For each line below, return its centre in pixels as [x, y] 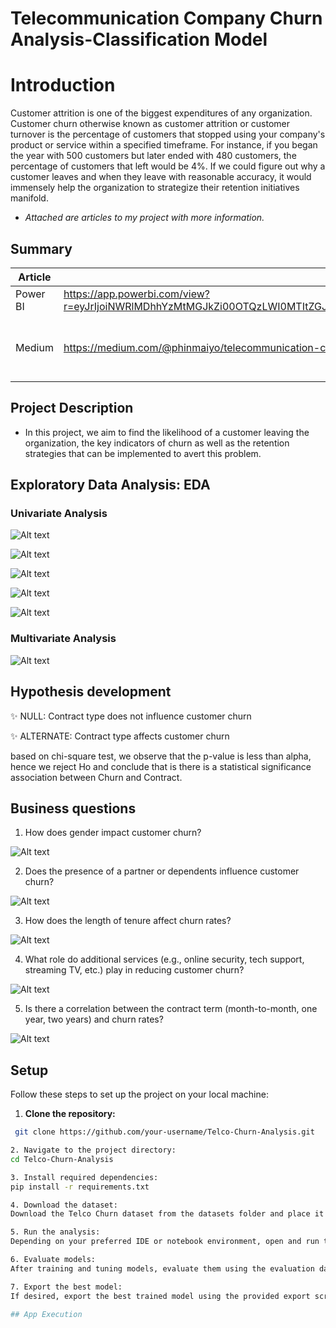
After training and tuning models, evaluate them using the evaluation [162, 1268]
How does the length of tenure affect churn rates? [128, 921]
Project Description [72, 408]
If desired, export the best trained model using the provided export [160, 1296]
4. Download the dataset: [64, 1205]
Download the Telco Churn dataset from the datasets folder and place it [167, 1214]
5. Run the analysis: [55, 1232]
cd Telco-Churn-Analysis [62, 1159]
